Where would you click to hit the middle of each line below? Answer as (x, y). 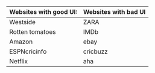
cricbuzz (96, 52)
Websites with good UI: (43, 12)
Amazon (21, 42)
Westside (23, 22)
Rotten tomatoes (33, 32)
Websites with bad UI (114, 12)
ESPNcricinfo (28, 52)
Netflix (19, 61)
